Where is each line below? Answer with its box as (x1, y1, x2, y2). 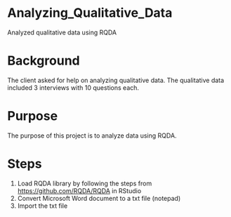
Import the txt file (17, 202, 68, 210)
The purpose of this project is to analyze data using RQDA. (7, 131, 177, 140)
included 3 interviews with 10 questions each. (7, 83, 139, 92)
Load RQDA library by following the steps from (17, 179, 152, 188)
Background (7, 53, 80, 69)
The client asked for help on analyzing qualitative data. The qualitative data (7, 76, 225, 84)
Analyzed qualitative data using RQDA (7, 28, 117, 37)
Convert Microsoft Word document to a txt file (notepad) (17, 194, 181, 202)
